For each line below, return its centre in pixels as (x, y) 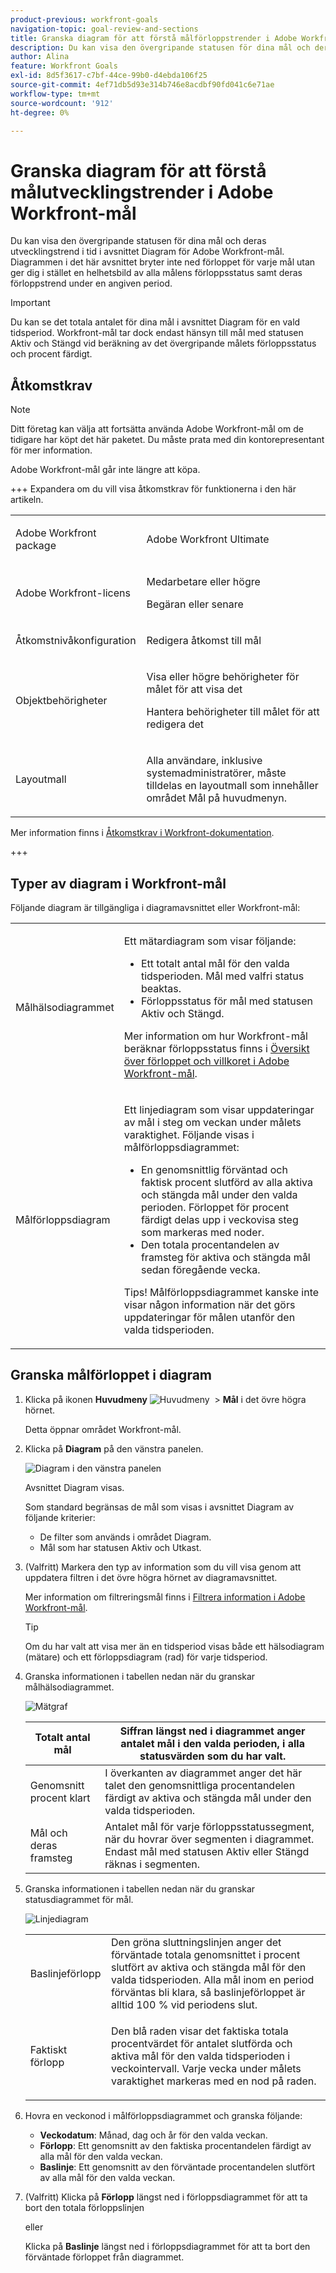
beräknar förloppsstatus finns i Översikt (216, 1048)
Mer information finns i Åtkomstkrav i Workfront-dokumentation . (142, 833)
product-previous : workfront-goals (84, 19)
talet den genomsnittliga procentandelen (200, 1785)
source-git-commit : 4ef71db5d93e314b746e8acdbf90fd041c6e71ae (142, 85)
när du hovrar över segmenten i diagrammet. (209, 1839)
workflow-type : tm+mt (55, 94)
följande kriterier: (60, 1517)
